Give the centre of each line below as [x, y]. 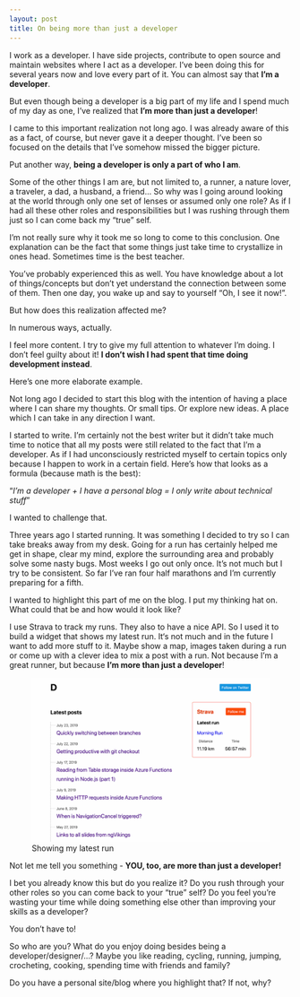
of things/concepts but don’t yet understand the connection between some [148, 283]
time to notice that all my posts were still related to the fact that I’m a [135, 445]
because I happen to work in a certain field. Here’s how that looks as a [139, 464]
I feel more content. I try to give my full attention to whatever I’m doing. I [142, 344]
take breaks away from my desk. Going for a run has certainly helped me [144, 544]
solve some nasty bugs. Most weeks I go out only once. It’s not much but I [146, 563]
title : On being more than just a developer [94, 28]
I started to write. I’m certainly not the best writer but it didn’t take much [142, 435]
